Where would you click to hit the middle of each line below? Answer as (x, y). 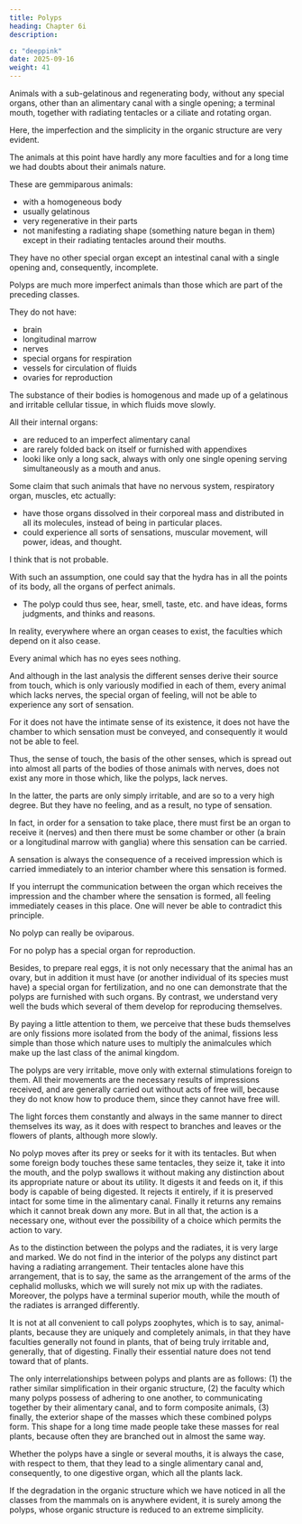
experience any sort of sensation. (72, 705)
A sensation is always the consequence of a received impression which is (146, 859)
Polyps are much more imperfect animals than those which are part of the (146, 285)
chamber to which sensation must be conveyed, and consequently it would (149, 732)
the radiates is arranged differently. (74, 1305)
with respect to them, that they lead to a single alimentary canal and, (137, 1463)
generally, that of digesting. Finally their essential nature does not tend (140, 1351)
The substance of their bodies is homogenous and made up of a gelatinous (149, 395)
